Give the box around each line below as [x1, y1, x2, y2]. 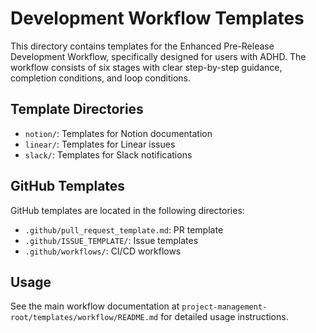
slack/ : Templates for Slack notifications [24, 148, 193, 161]
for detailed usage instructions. [160, 311, 289, 323]
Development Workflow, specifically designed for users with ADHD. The [10, 50, 307, 62]
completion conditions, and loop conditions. [10, 72, 191, 84]
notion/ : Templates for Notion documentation [24, 127, 213, 139]
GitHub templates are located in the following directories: [10, 204, 245, 216]
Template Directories [10, 101, 144, 118]
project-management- [181, 302, 268, 312]
